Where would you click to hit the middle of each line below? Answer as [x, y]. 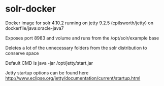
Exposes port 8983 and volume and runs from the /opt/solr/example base [82, 38]
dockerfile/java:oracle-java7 [35, 28]
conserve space [22, 53]
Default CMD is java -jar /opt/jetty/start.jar [49, 63]
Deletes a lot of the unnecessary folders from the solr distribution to [76, 48]
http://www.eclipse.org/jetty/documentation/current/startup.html [73, 78]
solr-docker [30, 9]
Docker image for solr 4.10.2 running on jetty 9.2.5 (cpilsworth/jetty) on [79, 23]
